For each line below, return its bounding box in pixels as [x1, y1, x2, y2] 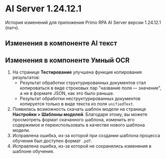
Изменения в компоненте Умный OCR [5, 56, 130, 65]
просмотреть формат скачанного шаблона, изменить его [12, 117, 135, 123]
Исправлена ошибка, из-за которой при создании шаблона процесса [12, 133, 161, 139]
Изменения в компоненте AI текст [5, 39, 118, 48]
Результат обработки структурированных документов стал [19, 80, 146, 86]
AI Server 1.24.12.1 [5, 3, 82, 14]
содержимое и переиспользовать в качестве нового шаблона [12, 122, 145, 128]
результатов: [12, 75, 40, 80]
